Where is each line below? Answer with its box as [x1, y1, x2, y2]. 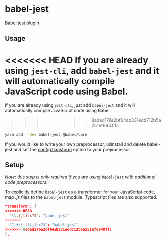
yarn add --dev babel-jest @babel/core [5, 132, 88, 137]
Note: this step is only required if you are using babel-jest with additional [5, 174, 156, 180]
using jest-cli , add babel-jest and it [5, 65, 160, 76]
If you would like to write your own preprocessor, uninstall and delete [5, 141, 146, 147]
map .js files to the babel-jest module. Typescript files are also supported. [5, 194, 158, 200]
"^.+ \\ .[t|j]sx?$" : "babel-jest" [9, 222, 79, 227]
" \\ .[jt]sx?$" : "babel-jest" [9, 213, 70, 218]
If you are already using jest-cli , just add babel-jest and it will [5, 102, 135, 108]
